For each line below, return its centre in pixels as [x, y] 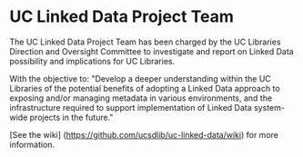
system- [269, 107]
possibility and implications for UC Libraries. [92, 61]
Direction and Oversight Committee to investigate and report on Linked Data [151, 51]
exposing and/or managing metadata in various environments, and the [141, 98]
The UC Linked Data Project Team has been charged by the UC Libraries [145, 42]
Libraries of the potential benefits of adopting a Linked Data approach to [145, 88]
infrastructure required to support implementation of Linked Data [131, 107]
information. [32, 144]
